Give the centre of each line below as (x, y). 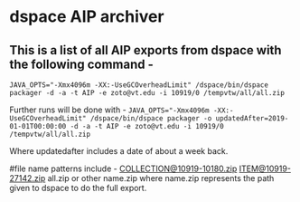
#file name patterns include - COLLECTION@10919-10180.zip (123, 168)
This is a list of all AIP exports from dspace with (145, 50)
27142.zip (28, 178)
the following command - (81, 64)
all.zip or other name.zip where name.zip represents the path (161, 178)
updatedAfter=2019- (252, 119)
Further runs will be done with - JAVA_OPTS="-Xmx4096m (109, 110)
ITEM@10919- (265, 168)
